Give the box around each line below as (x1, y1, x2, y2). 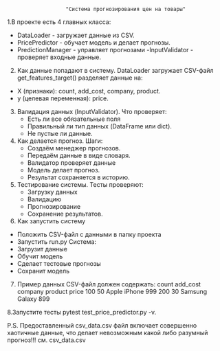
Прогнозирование (27, 203, 81, 210)
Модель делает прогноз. (27, 166, 100, 174)
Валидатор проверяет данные (27, 159, 116, 167)
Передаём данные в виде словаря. (27, 151, 131, 159)
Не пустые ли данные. (27, 130, 93, 137)
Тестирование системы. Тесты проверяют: (16, 181, 144, 188)
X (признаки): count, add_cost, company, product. (16, 87, 161, 95)
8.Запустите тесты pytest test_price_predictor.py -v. (7, 308, 157, 316)
